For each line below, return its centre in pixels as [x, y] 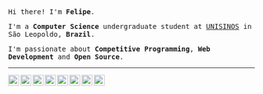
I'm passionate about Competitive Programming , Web [110, 49]
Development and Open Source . [66, 57]
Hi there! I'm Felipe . [52, 12]
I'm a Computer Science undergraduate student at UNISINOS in [130, 26]
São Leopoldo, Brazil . [52, 34]
